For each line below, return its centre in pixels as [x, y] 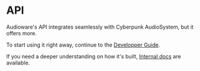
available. [18, 63]
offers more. [22, 33]
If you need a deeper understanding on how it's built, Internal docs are [94, 56]
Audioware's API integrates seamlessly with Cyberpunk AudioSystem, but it [100, 27]
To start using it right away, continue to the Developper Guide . [83, 45]
